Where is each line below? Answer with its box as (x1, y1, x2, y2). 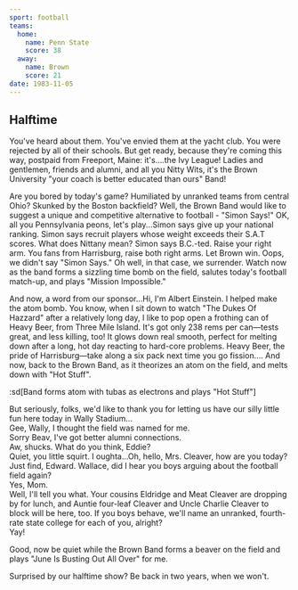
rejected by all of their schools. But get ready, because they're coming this (9, 145, 283, 156)
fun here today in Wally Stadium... (9, 414, 133, 424)
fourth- (260, 508, 286, 519)
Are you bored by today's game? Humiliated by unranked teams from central (9, 191, 289, 201)
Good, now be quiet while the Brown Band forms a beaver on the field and (9, 545, 280, 555)
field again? (9, 470, 52, 481)
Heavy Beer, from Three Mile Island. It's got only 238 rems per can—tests (9, 322, 279, 332)
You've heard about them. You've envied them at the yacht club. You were (9, 135, 281, 147)
